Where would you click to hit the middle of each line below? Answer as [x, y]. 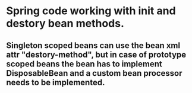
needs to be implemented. [56, 82]
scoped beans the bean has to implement [84, 64]
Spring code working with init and [91, 11]
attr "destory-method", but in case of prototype [96, 54]
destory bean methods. [65, 23]
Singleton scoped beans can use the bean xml [93, 45]
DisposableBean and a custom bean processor [94, 73]
